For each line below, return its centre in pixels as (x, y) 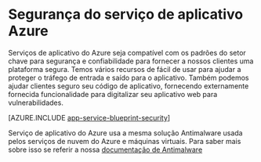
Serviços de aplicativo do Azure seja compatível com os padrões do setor (127, 52)
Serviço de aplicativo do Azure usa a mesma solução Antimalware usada (125, 133)
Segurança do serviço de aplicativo (126, 14)
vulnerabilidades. (36, 103)
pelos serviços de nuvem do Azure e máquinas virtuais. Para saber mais (125, 141)
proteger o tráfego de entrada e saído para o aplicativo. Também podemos (129, 77)
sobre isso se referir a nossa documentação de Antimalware (105, 149)
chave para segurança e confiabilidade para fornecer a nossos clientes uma (131, 61)
